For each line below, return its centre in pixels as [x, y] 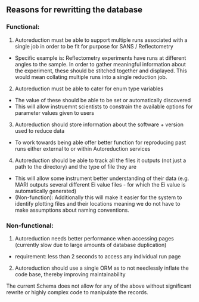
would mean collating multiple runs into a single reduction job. [91, 77]
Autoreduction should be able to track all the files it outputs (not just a [100, 160]
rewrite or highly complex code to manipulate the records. [77, 292]
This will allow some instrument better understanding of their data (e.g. [102, 178]
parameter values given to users [54, 112]
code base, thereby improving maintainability [70, 274]
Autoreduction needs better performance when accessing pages [94, 238]
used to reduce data [40, 130]
